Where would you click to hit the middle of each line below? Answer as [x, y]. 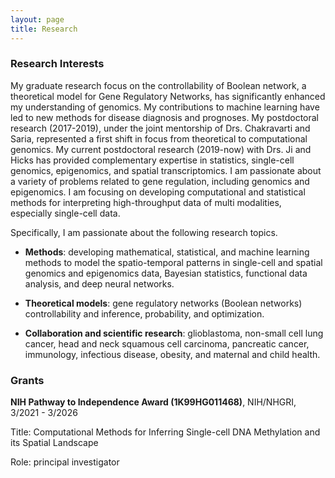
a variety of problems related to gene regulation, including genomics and [160, 181]
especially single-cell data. [65, 213]
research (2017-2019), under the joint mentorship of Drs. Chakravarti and [160, 128]
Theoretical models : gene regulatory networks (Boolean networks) [163, 303]
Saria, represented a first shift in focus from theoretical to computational [159, 138]
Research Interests [57, 64]
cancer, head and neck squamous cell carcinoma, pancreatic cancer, [167, 343]
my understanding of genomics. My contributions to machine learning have [165, 107]
